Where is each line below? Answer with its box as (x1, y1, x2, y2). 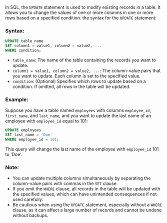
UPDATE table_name (5, 38, 43, 44)
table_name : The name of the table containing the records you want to (12, 57, 156, 63)
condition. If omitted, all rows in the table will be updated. (12, 83, 131, 89)
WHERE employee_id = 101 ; (5, 137, 59, 142)
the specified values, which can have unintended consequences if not (12, 191, 157, 197)
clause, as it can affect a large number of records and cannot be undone (12, 207, 162, 213)
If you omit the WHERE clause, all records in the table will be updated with (12, 186, 160, 192)
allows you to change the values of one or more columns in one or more (5, 9, 153, 15)
